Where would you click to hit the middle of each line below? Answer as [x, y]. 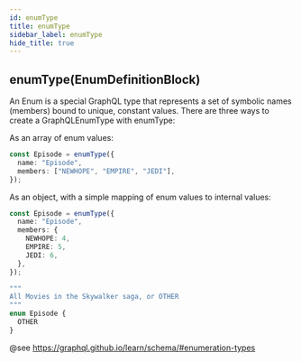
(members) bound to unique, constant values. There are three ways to [140, 111]
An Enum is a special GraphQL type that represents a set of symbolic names [150, 101]
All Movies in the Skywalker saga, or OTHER [94, 297]
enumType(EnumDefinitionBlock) [105, 79]
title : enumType [40, 26]
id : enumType [34, 18]
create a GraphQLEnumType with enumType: [92, 121]
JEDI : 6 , [42, 255]
